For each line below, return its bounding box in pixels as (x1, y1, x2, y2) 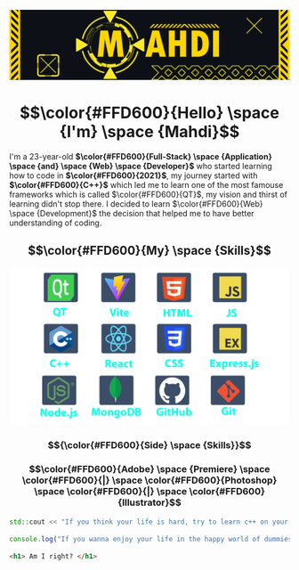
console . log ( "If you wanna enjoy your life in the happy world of (9, 535, 261, 544)
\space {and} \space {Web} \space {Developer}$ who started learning (9, 160, 273, 171)
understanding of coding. (9, 217, 102, 228)
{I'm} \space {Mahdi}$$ (59, 122, 240, 142)
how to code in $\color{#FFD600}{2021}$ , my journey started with (9, 170, 258, 181)
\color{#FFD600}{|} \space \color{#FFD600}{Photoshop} (21, 474, 278, 486)
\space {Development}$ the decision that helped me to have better (9, 208, 255, 218)
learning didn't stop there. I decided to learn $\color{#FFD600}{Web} (9, 198, 264, 209)
